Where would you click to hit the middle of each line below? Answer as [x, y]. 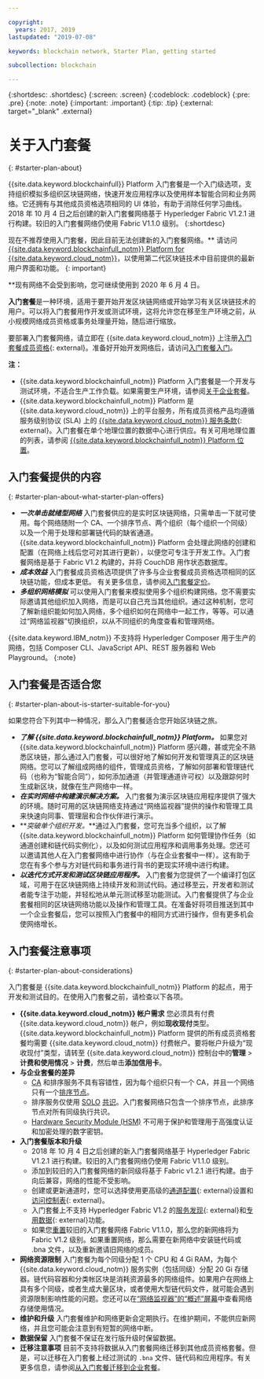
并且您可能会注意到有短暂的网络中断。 [95, 1328]
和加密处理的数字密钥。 [69, 1131]
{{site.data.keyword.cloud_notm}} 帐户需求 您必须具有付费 [117, 1013]
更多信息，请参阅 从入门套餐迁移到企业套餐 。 [92, 1367]
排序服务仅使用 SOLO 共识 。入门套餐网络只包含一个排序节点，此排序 [142, 1101]
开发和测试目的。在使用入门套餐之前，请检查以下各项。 [97, 997]
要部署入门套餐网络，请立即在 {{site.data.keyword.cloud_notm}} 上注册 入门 [130, 338]
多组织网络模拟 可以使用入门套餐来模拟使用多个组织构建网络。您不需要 [134, 592]
